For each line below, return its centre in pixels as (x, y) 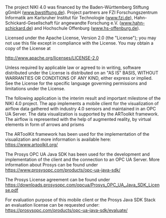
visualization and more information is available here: (58, 139)
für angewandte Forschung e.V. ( (87, 23)
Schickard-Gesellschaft (29, 23)
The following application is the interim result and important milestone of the (83, 98)
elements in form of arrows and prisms (45, 124)
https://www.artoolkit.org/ (31, 145)
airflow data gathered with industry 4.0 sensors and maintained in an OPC (81, 109)
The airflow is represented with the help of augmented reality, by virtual (78, 119)
